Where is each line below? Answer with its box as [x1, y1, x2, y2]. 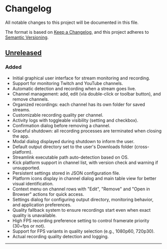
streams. [12, 106, 31, 112]
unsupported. [12, 165, 41, 170]
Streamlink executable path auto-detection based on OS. [12, 154, 129, 160]
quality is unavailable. [12, 212, 57, 218]
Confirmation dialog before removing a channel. [12, 122, 111, 128]
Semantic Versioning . [5, 34, 49, 40]
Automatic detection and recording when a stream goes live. [12, 85, 136, 91]
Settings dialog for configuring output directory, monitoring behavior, [12, 196, 154, 202]
